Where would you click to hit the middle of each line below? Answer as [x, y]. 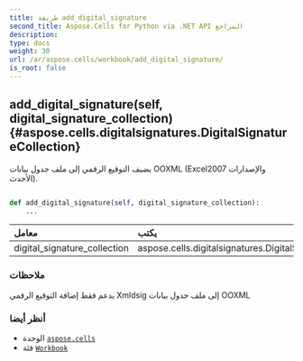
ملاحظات [27, 275]
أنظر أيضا [28, 319]
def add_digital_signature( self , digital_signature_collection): [134, 203]
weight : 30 [30, 51]
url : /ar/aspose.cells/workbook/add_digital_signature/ [116, 60]
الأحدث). [24, 178]
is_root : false [38, 69]
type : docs [30, 43]
